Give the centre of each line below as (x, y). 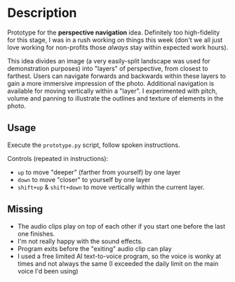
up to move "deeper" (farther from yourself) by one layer (99, 172)
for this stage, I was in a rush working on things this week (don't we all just (115, 39)
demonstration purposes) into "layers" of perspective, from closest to (108, 68)
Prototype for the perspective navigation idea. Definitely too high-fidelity (114, 32)
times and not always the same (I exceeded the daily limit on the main (118, 263)
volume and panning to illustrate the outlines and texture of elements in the (115, 98)
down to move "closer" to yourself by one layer (84, 179)
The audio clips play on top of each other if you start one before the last (121, 226)
